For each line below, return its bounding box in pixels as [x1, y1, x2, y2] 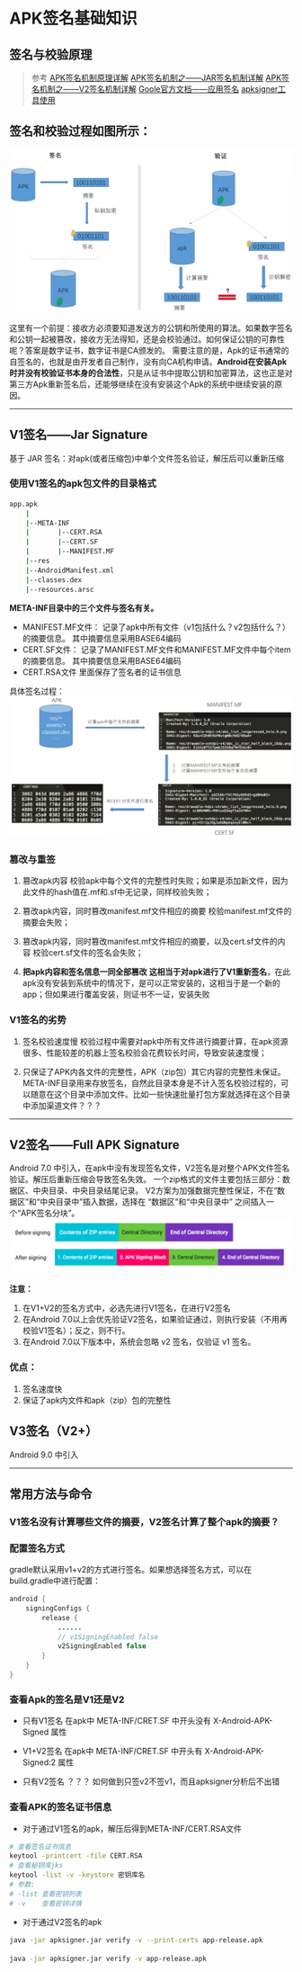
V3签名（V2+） [9, 1423, 98, 1439]
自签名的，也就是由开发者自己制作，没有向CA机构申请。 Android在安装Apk [9, 356, 288, 367]
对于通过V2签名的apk [22, 1916, 102, 1927]
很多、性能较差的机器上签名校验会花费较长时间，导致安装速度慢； [22, 1047, 267, 1058]
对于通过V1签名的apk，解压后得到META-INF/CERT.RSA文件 [22, 1823, 243, 1833]
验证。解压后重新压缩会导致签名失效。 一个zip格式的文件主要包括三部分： [9, 1174, 283, 1185]
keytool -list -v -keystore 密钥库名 [9, 1870, 146, 1880]
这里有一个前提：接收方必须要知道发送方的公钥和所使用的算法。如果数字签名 [9, 322, 293, 333]
